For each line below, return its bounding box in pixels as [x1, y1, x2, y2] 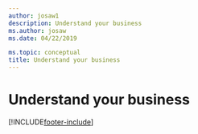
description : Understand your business [8, 19, 142, 27]
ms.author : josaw [8, 26, 67, 35]
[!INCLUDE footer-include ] [8, 117, 94, 127]
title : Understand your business [8, 56, 121, 64]
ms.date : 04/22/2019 [8, 34, 78, 43]
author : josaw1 [8, 11, 60, 20]
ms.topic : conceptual [8, 49, 81, 57]
